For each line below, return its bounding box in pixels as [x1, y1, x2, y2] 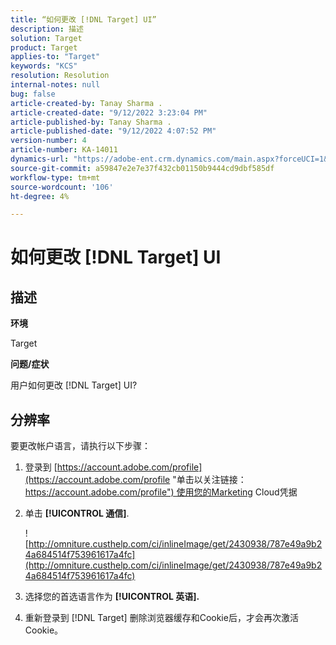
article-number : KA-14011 [10, 145, 118, 155]
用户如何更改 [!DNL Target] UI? [10, 379, 138, 391]
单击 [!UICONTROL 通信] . [24, 507, 130, 520]
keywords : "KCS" [10, 61, 78, 71]
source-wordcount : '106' [10, 182, 114, 192]
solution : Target [10, 33, 83, 43]
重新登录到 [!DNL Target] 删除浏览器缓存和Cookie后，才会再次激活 [24, 612, 299, 624]
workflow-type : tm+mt [10, 172, 101, 183]
